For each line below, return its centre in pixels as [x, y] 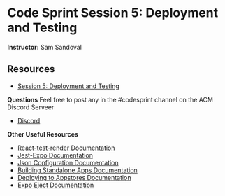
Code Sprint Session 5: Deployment [113, 13]
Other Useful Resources [43, 134]
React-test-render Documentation [66, 148]
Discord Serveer [31, 107]
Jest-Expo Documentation [55, 155]
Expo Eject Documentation [56, 185]
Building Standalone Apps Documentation [77, 170]
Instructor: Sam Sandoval [45, 47]
